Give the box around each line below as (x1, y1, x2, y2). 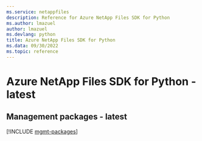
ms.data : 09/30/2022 (6, 43, 59, 49)
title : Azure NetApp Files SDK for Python (6, 37, 116, 43)
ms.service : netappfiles (6, 9, 69, 15)
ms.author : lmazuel (6, 20, 56, 26)
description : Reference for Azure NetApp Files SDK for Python (6, 15, 170, 21)
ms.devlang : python (6, 32, 56, 38)
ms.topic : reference (6, 49, 59, 55)
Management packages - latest (6, 112, 128, 122)
